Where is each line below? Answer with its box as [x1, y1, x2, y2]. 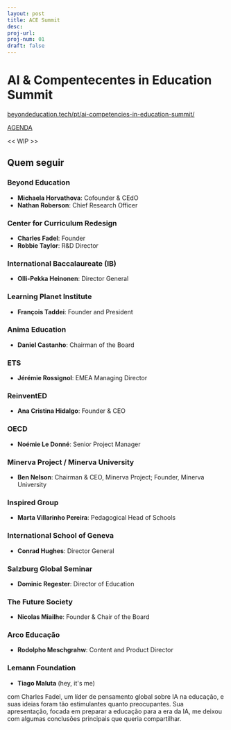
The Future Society [7, 597, 73, 606]
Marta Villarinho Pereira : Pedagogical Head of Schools [17, 513, 176, 522]
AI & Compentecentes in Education [7, 72, 212, 88]
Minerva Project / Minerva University [7, 457, 135, 467]
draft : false [7, 42, 45, 49]
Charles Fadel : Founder [17, 234, 85, 242]
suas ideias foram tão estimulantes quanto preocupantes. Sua [7, 699, 184, 708]
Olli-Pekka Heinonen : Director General [17, 275, 129, 283]
